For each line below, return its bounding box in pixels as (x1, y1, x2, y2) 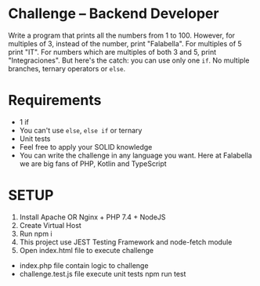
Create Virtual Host (19, 220, 82, 230)
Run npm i (19, 229, 52, 238)
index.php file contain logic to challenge (19, 260, 149, 270)
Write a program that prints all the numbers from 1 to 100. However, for (8, 31, 236, 40)
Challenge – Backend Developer (8, 5, 219, 23)
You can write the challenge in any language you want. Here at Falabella (19, 150, 252, 160)
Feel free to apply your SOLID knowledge (19, 142, 153, 151)
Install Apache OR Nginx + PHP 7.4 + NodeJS (19, 212, 166, 222)
